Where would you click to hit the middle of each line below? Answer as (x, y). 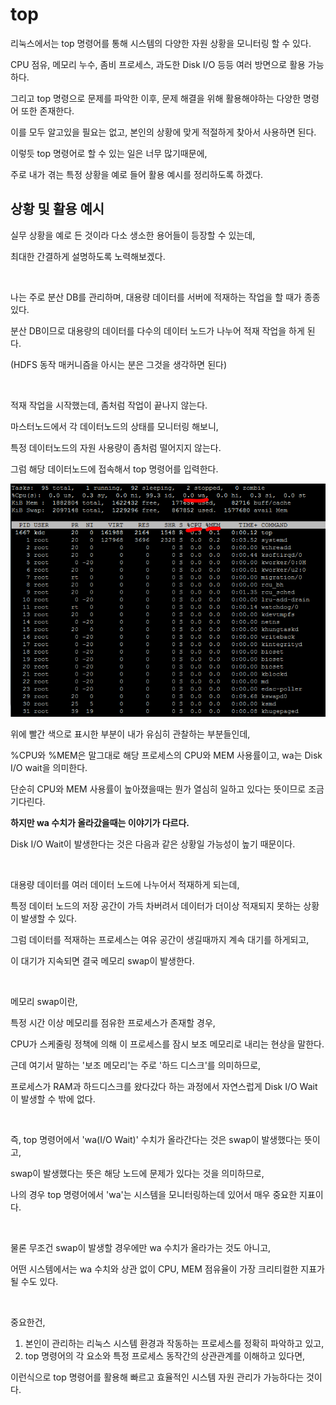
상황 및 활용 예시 (57, 209)
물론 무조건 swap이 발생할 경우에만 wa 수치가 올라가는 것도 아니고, (141, 1248)
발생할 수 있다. (49, 919)
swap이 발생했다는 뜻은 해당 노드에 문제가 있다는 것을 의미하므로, (137, 1174)
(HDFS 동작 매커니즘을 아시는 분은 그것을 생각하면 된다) (119, 364)
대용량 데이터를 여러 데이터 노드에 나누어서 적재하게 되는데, (125, 885)
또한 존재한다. (47, 110)
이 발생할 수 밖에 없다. (53, 1099)
